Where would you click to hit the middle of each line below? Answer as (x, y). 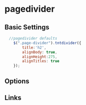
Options (17, 81)
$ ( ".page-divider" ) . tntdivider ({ (47, 43)
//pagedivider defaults (33, 38)
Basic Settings (27, 27)
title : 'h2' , (34, 48)
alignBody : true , (40, 52)
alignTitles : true (41, 61)
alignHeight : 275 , (40, 57)
